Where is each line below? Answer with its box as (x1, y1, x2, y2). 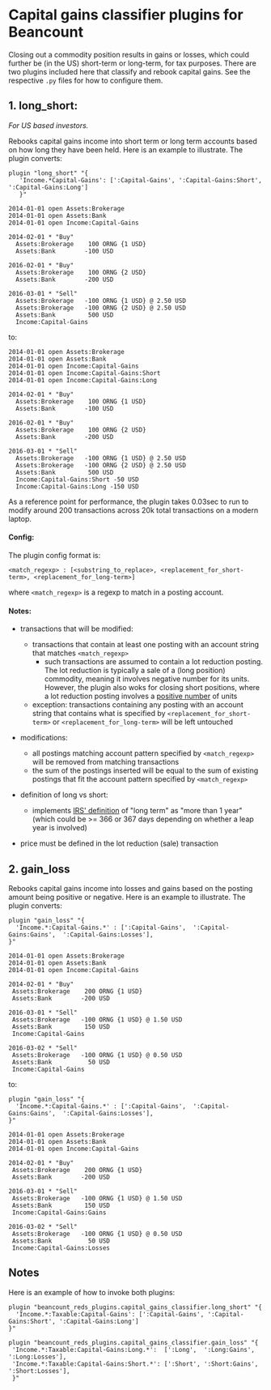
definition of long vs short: (19, 790, 108, 799)
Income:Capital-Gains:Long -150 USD (15, 482, 139, 491)
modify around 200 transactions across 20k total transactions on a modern (8, 505, 259, 515)
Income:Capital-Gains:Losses (11, 1243, 111, 1252)
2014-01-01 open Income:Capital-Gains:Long (8, 376, 158, 384)
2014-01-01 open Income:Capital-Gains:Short (8, 369, 161, 377)
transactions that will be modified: (19, 624, 133, 633)
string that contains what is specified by (32, 709, 166, 718)
